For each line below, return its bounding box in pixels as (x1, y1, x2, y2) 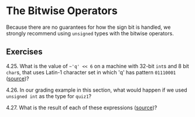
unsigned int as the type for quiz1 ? (6, 92, 92, 99)
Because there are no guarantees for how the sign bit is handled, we (6, 24, 171, 31)
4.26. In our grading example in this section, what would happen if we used (6, 86, 187, 93)
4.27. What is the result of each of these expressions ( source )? (6, 104, 158, 111)
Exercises (6, 47, 43, 57)
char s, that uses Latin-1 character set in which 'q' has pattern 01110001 (6, 69, 176, 76)
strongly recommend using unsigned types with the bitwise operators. (6, 29, 174, 36)
